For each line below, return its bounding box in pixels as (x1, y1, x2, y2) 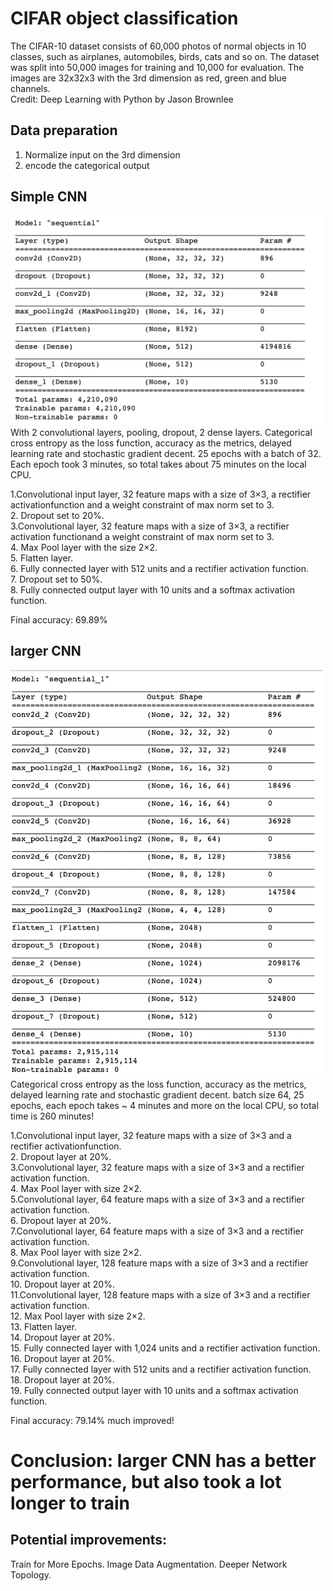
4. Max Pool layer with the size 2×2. (10, 541, 158, 553)
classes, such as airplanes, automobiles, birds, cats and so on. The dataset (10, 50, 320, 62)
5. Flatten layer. (10, 552, 74, 564)
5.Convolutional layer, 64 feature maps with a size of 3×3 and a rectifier (10, 1193, 305, 1205)
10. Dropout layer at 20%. (10, 1278, 115, 1290)
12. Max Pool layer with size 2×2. (10, 1310, 146, 1322)
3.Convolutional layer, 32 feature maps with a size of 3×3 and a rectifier (10, 1161, 305, 1173)
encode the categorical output (24, 159, 150, 171)
